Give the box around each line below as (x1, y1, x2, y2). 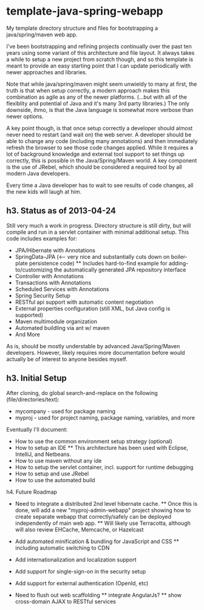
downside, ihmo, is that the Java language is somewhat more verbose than (6, 106, 194, 113)
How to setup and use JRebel (15, 470, 89, 477)
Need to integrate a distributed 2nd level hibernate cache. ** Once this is (15, 500, 198, 507)
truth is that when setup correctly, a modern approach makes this (6, 86, 170, 94)
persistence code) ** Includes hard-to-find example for (29, 259, 168, 267)
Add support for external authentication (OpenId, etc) (15, 580, 149, 587)
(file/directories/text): (6, 396, 59, 403)
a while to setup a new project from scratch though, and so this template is (6, 55, 193, 63)
